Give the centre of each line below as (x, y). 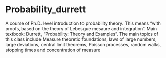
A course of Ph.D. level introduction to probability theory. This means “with (83, 23)
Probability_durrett (46, 9)
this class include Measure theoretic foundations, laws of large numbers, (81, 39)
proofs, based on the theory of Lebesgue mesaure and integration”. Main (81, 28)
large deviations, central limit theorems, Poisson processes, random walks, (83, 44)
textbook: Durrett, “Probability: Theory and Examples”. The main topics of (82, 34)
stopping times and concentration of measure (53, 50)
